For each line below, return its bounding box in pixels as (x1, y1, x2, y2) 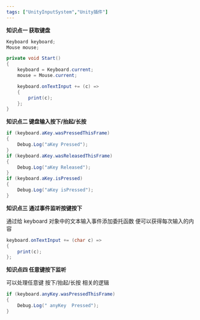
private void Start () (6, 56, 61, 62)
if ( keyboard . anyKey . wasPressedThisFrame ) (6, 291, 116, 297)
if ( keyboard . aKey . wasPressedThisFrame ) (6, 130, 111, 136)
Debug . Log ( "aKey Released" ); (17, 164, 91, 170)
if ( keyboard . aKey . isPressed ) (6, 175, 83, 182)
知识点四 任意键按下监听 (6, 266, 67, 274)
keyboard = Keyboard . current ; (17, 67, 94, 73)
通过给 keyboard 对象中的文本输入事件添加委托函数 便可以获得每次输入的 (6, 217, 189, 225)
